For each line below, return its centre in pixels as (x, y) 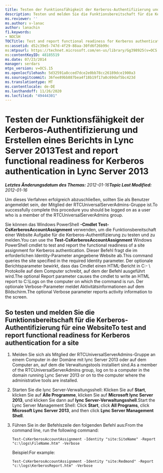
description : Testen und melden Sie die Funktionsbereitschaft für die (79, 14)
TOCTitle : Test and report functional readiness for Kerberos (69, 41)
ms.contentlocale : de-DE (30, 86)
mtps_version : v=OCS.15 (29, 69)
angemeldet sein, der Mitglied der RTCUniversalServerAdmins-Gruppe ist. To (81, 205)
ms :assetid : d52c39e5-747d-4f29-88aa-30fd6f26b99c (57, 46)
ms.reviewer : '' (21, 19)
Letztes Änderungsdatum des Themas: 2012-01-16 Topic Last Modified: (78, 185)
